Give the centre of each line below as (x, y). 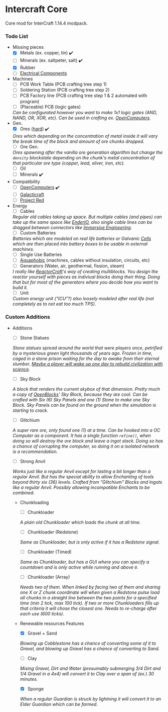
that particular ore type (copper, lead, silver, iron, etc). (69, 163)
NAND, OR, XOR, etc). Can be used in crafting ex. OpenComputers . (82, 118)
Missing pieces (28, 47)
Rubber (28, 68)
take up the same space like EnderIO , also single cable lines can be (82, 222)
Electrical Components (43, 73)
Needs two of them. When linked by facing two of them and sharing (90, 587)
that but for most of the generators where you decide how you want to (85, 282)
